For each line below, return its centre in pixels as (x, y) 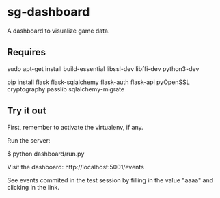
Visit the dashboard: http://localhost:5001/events (76, 167)
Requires (27, 52)
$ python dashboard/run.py (46, 154)
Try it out (27, 111)
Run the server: (29, 140)
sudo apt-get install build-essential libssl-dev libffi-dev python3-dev (103, 68)
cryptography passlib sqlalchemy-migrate (66, 89)
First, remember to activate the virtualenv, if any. (75, 127)
